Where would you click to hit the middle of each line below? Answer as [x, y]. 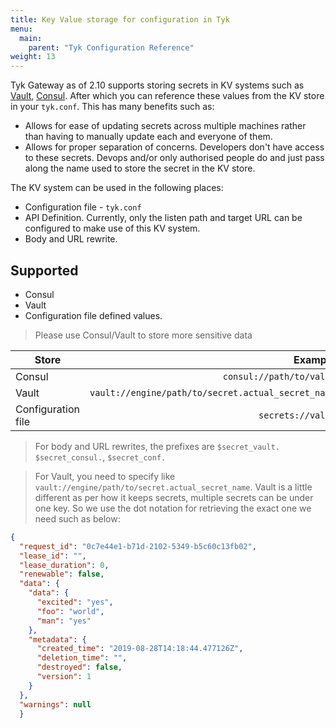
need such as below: [77, 518]
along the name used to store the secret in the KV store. [140, 168]
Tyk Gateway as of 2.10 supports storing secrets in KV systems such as [157, 85]
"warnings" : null [55, 704]
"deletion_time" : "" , [82, 658]
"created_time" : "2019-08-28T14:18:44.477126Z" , [140, 649]
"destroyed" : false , [79, 667]
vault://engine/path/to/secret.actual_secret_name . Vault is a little [173, 487]
